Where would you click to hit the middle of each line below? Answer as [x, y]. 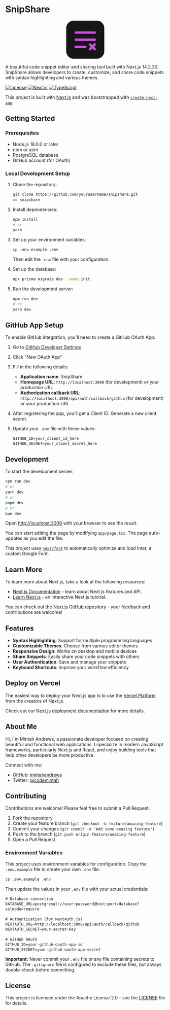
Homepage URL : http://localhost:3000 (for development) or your [90, 382]
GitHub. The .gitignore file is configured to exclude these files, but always [83, 964]
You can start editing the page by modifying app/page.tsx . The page [77, 533]
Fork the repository [33, 818]
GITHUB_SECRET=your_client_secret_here [55, 444]
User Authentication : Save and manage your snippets [69, 662]
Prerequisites [22, 133]
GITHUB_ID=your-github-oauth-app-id [44, 945]
